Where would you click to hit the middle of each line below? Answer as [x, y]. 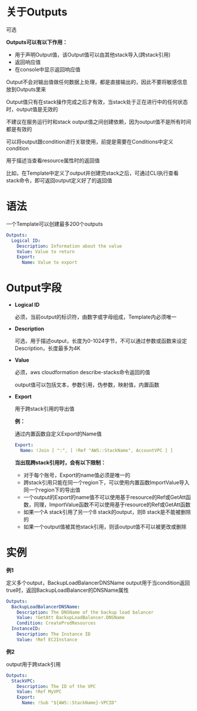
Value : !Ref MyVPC [39, 692]
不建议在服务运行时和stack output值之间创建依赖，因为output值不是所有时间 [98, 122]
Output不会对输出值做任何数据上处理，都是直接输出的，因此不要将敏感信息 [97, 82]
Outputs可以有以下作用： [37, 42]
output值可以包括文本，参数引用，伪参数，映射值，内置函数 [87, 385]
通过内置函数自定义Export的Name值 [58, 434]
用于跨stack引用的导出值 [44, 409]
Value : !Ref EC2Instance [47, 640]
